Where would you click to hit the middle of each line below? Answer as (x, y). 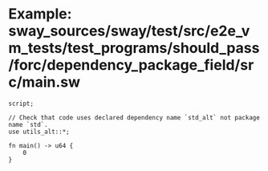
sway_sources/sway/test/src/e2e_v (129, 31)
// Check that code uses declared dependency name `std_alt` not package (134, 117)
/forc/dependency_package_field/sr (131, 65)
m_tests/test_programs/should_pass (134, 48)
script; (21, 104)
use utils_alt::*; (39, 132)
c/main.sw (45, 82)
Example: (40, 14)
